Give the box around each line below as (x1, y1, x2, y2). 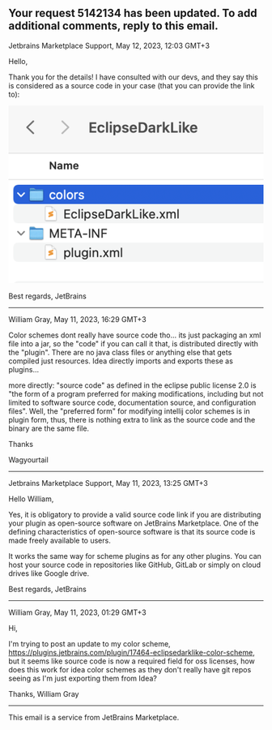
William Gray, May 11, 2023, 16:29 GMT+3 (8, 314, 147, 324)
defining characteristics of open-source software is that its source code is (8, 526, 256, 536)
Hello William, (8, 494, 54, 504)
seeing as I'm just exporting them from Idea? (8, 673, 158, 683)
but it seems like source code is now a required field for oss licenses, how (8, 656, 255, 666)
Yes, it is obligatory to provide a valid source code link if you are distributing (8, 509, 261, 519)
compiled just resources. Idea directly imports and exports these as (8, 356, 233, 366)
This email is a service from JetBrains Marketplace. (8, 712, 180, 722)
